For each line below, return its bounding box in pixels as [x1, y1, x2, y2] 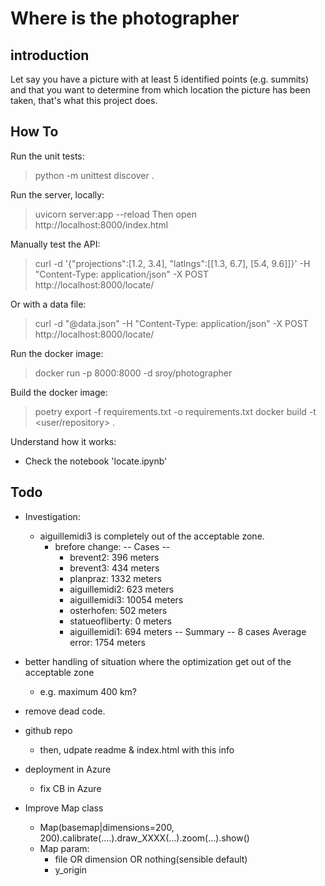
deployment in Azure [24, 763, 112, 775]
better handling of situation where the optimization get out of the [24, 655, 292, 667]
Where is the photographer [10, 7, 240, 30]
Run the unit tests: [10, 150, 85, 162]
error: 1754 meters [69, 636, 146, 648]
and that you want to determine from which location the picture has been [10, 84, 311, 96]
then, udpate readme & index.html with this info [39, 743, 235, 756]
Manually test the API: [10, 238, 101, 250]
